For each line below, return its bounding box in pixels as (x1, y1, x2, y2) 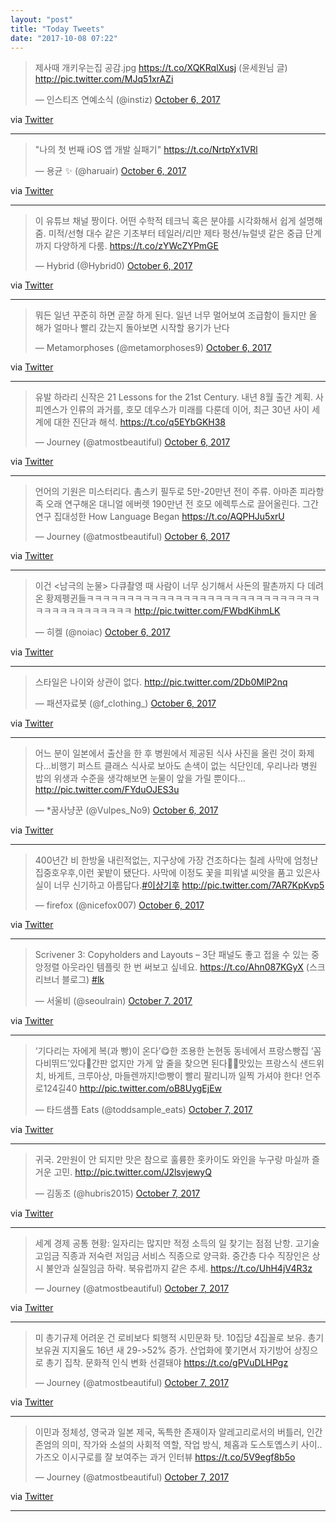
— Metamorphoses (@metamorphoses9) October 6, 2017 (34, 342, 272, 354)
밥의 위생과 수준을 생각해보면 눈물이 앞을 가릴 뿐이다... (34, 772, 246, 785)
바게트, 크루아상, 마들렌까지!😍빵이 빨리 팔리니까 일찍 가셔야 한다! (48, 1070, 303, 1082)
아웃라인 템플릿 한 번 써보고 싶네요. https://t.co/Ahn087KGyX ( (61, 961, 310, 973)
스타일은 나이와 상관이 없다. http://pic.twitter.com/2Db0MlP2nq (34, 676, 288, 688)
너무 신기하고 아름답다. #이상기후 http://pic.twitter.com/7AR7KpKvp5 (53, 879, 325, 891)
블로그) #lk (61, 974, 105, 986)
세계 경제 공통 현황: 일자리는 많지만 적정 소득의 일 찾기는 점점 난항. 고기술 (34, 1237, 320, 1250)
